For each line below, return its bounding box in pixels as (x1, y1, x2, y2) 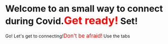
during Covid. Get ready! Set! (5, 13, 138, 27)
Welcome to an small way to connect (5, 3, 163, 14)
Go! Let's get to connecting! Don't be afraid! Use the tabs (5, 32, 130, 39)
